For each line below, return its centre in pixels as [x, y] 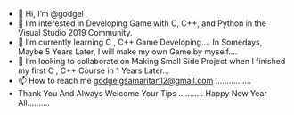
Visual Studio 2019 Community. [75, 33]
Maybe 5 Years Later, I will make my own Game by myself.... [127, 52]
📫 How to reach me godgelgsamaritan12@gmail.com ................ [135, 81]
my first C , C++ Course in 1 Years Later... [94, 70]
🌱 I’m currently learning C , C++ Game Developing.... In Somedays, [140, 42]
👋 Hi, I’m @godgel [51, 14]
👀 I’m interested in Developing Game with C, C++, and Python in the [142, 23]
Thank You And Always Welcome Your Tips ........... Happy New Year [142, 93]
